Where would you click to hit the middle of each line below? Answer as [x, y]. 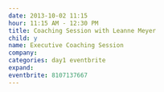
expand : [21, 68]
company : [23, 53]
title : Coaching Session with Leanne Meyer [82, 30]
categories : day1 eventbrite [57, 61]
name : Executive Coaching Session [66, 46]
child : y [23, 38]
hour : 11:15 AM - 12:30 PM [53, 23]
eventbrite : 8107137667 [48, 75]
